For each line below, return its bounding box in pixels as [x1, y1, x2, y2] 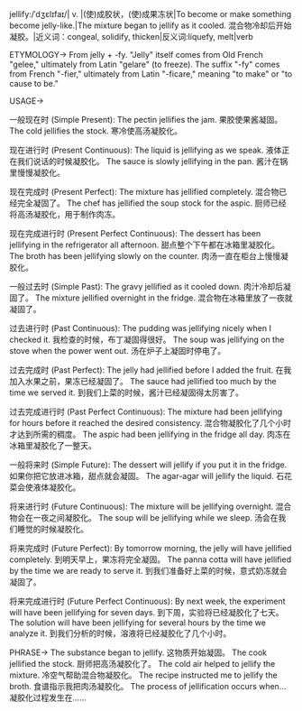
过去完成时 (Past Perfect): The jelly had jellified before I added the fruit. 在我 [9, 365, 292, 375]
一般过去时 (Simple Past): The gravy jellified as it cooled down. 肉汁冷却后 [9, 282, 284, 291]
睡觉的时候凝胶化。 [16, 523, 88, 534]
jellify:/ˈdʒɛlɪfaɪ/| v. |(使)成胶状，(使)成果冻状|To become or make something [9, 9, 291, 19]
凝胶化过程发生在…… [9, 692, 87, 703]
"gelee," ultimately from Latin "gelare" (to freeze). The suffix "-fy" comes [9, 59, 280, 69]
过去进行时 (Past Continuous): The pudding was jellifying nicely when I [9, 323, 272, 333]
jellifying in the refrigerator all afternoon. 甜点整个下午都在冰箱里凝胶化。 [9, 239, 280, 250]
